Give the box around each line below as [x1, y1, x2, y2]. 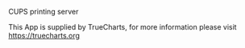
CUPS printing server [8, 7, 79, 16]
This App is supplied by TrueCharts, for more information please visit [8, 22, 237, 31]
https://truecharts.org [8, 31, 81, 40]
